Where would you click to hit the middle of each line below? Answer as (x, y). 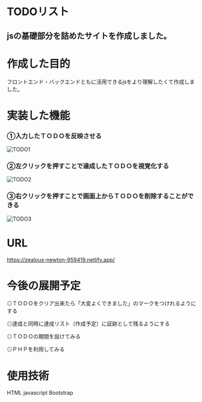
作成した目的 (39, 64)
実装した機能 (39, 116)
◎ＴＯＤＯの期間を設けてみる (44, 337)
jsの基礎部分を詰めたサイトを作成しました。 (89, 36)
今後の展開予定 (44, 286)
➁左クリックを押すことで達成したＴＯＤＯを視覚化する (88, 166)
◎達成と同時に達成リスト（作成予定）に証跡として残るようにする (88, 324)
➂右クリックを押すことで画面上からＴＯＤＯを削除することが (97, 196)
